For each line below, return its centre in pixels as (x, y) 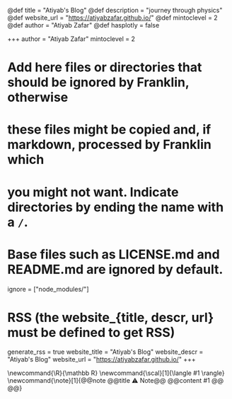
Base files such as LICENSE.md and (114, 254)
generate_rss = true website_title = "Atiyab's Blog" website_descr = (105, 352)
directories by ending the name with (116, 207)
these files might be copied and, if (109, 130)
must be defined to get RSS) (91, 332)
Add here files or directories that (105, 67)
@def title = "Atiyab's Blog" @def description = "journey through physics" (115, 10)
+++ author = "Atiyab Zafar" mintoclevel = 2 (71, 39)
